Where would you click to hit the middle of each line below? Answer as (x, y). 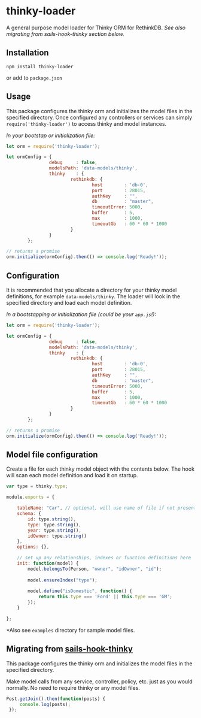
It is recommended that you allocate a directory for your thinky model (92, 290)
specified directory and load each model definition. (69, 303)
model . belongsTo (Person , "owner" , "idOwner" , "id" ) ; (95, 569)
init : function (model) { (48, 564)
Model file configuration (52, 455)
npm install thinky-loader (40, 66)
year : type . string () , (55, 530)
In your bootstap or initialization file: (51, 135)
